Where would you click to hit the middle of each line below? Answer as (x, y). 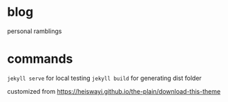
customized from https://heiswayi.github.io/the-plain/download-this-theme (114, 91)
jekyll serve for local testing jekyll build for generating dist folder (104, 78)
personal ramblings (35, 31)
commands (40, 59)
